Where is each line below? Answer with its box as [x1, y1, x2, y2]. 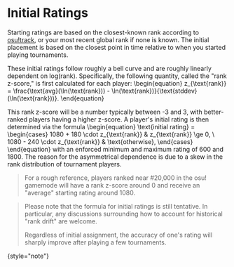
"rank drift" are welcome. [24, 216, 98, 226]
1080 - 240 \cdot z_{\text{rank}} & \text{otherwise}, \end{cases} [7, 137, 193, 145]
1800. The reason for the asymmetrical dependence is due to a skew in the [7, 152, 223, 161]
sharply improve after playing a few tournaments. [24, 237, 167, 247]
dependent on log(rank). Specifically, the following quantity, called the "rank [7, 72, 227, 80]
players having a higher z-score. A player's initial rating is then [29, 115, 209, 124]
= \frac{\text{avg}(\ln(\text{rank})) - [7, 86, 110, 95]
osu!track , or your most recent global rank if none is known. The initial [7, 35, 209, 44]
